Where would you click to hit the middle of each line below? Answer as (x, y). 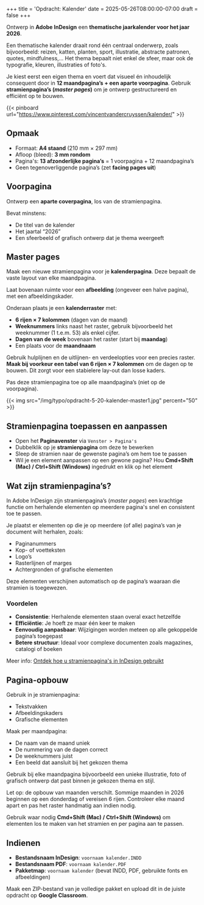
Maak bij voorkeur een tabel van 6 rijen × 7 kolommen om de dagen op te (100, 364)
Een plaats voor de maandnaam (55, 346)
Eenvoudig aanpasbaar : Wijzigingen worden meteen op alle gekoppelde (106, 630)
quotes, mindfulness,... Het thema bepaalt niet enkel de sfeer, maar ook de (100, 58)
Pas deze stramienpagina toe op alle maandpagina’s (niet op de (86, 382)
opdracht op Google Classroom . (47, 895)
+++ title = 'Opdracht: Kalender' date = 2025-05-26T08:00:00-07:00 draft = (102, 9)
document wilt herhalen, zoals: (45, 532)
